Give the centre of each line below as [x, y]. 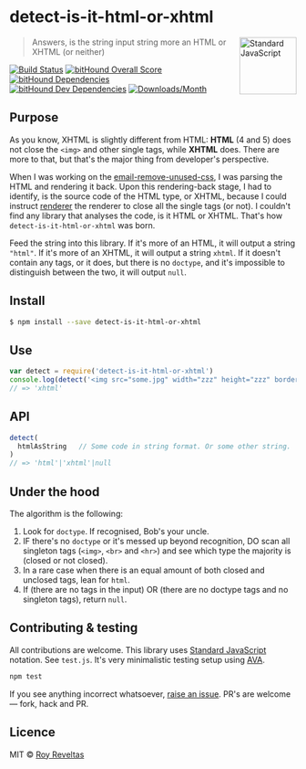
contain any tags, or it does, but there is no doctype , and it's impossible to [147, 262]
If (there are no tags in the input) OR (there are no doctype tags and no [155, 590]
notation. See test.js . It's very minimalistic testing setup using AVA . [138, 659]
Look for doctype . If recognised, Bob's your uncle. [116, 531]
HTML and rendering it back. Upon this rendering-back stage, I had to [140, 186]
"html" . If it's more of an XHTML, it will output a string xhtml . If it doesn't [145, 252]
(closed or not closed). [65, 560]
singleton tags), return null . [75, 599]
